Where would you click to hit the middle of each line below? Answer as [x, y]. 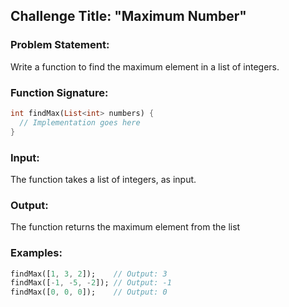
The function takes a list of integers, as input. [103, 179]
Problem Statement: [60, 45]
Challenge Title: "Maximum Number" [128, 16]
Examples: [36, 253]
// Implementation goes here [80, 122]
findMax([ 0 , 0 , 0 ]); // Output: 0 [89, 292]
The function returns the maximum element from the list [125, 227]
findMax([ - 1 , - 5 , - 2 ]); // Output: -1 [91, 283]
